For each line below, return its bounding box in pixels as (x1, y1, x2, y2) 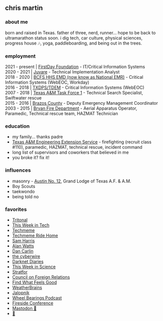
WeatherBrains (12, 284, 42, 290)
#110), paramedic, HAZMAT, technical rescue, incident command (12, 144, 143, 150)
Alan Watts (12, 243, 34, 249)
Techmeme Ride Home (12, 232, 59, 238)
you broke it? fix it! (12, 155, 50, 160)
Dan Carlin (12, 248, 34, 254)
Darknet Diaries (12, 258, 44, 264)
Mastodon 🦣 (12, 305, 37, 311)
